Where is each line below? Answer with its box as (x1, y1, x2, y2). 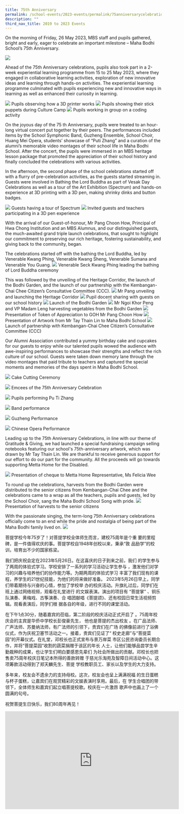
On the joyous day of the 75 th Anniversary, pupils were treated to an (5, 122, 146, 128)
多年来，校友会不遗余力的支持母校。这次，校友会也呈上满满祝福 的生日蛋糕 (5, 672, 159, 678)
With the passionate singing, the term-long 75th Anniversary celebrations (5, 513, 155, 519)
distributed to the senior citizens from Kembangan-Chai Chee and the (5, 487, 148, 493)
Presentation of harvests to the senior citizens (5, 503, 99, 510)
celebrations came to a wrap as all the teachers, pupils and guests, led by (5, 492, 156, 498)
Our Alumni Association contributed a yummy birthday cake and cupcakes (5, 338, 157, 344)
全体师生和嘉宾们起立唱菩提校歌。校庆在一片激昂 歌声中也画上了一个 (18, 684, 159, 690)
